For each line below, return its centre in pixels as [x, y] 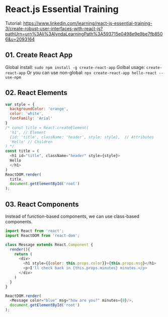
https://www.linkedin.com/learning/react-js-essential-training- [88, 23]
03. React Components [42, 204]
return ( [23, 254]
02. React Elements [36, 93]
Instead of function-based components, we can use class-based [72, 216]
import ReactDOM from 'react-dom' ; [43, 235]
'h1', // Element [28, 132]
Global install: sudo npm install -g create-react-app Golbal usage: [75, 67]
